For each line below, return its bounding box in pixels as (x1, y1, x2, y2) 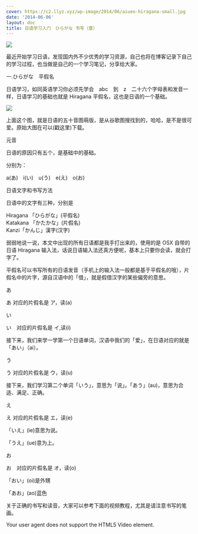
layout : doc (6, 19, 35, 25)
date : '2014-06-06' (6, 14, 54, 20)
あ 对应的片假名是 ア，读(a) (6, 299, 72, 306)
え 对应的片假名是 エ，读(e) (6, 414, 73, 421)
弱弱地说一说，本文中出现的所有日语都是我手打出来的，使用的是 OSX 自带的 (6, 239, 190, 246)
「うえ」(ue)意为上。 (6, 439, 58, 447)
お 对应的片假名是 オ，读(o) (6, 464, 77, 471)
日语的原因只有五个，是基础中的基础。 (6, 149, 99, 157)
